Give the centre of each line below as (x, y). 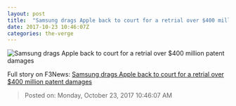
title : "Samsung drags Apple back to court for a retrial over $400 (111, 20)
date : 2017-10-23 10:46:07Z (48, 27)
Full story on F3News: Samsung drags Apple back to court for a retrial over (116, 74)
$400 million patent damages (50, 82)
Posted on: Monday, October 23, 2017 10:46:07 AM (98, 95)
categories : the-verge (40, 33)
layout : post (26, 14)
